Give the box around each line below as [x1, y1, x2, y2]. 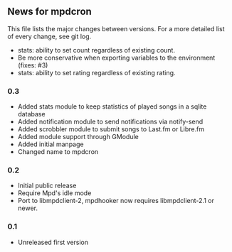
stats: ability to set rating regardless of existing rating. [17, 68, 176, 77]
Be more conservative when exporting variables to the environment [17, 53, 216, 62]
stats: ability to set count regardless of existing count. [17, 45, 176, 54]
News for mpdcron [7, 6, 93, 18]
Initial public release [17, 181, 77, 190]
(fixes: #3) [17, 60, 48, 70]
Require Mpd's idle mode [17, 189, 92, 197]
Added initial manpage [17, 140, 84, 148]
